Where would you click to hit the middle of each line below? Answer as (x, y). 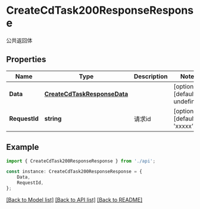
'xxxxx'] (185, 126)
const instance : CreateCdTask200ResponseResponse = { (74, 172)
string (53, 118)
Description (151, 76)
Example (23, 147)
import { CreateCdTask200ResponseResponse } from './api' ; (81, 161)
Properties (26, 59)
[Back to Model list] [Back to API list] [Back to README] (74, 199)
